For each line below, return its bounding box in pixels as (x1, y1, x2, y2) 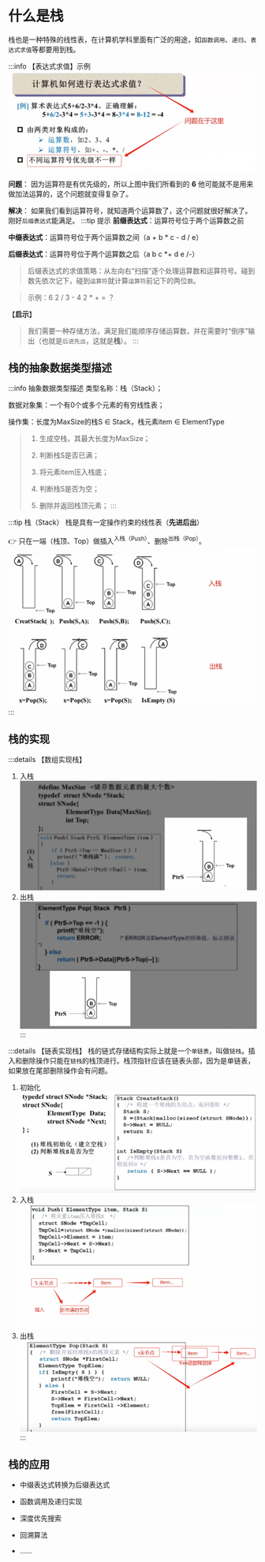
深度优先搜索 (19, 1513, 62, 1523)
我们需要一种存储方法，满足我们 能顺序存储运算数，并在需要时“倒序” (27, 326, 248, 335)
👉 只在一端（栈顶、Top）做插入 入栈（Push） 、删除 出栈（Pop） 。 (8, 535, 207, 545)
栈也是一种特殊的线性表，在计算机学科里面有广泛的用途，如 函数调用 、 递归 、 (8, 35, 251, 44)
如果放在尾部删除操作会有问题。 (8, 1066, 112, 1075)
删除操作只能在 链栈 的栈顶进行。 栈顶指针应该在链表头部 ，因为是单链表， (21, 1056, 255, 1065)
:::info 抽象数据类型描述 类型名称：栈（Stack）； (8, 383, 163, 393)
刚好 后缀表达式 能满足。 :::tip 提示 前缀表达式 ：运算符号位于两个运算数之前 (8, 215, 244, 225)
